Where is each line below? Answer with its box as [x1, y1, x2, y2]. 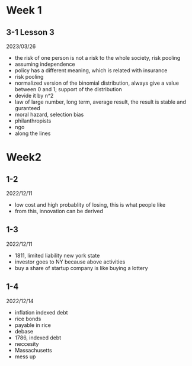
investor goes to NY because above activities [14, 258, 126, 265]
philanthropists [14, 117, 52, 124]
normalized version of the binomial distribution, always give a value [14, 79, 180, 86]
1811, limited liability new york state [14, 252, 100, 259]
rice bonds [14, 315, 41, 322]
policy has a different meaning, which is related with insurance [14, 67, 168, 74]
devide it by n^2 [14, 92, 54, 99]
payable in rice [14, 321, 52, 329]
